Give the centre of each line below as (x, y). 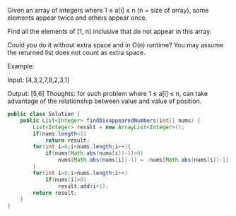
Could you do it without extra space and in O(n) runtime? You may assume (116, 45)
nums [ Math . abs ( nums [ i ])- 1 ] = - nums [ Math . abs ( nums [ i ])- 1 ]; (145, 160)
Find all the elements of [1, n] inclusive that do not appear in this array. (110, 31)
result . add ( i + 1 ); (83, 186)
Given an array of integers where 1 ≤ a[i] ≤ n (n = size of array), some (108, 10)
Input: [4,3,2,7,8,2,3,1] (38, 80)
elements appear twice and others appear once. (77, 18)
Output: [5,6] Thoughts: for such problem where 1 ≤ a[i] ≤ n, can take (108, 94)
